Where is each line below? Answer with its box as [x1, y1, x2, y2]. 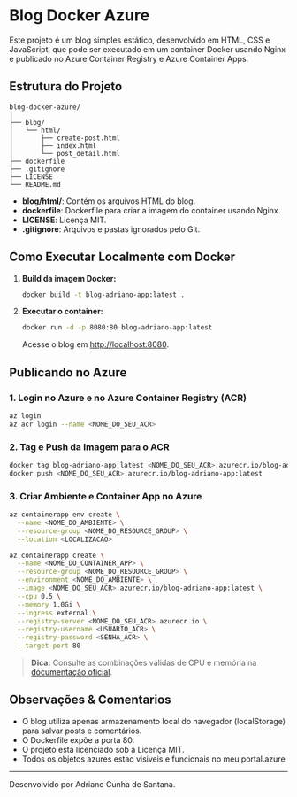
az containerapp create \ [9, 551, 104, 560]
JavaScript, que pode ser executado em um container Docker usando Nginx [9, 43, 286, 54]
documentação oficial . [30, 667, 113, 677]
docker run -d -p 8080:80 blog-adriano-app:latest [21, 323, 213, 332]
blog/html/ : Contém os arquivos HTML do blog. [21, 196, 196, 206]
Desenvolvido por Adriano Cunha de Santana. [9, 778, 176, 789]
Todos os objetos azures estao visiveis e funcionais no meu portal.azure [21, 754, 286, 764]
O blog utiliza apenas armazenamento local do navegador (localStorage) [21, 716, 286, 726]
